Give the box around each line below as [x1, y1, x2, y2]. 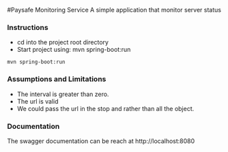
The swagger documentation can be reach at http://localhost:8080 [7, 136, 195, 145]
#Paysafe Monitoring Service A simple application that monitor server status [7, 6, 222, 14]
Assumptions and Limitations [7, 74, 106, 84]
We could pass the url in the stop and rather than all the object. [16, 104, 195, 112]
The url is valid [16, 97, 59, 105]
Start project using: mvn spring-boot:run [16, 46, 131, 54]
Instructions [7, 22, 49, 32]
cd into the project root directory [16, 38, 109, 46]
